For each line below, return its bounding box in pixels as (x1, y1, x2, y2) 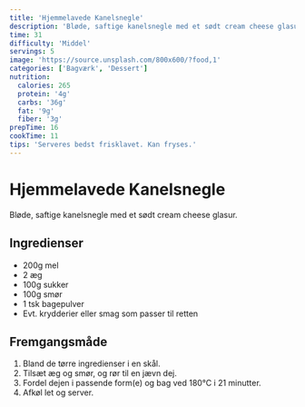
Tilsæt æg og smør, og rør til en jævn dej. (22, 368, 177, 379)
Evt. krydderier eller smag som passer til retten (22, 308, 199, 319)
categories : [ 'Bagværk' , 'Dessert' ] (9, 65, 148, 74)
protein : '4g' (17, 89, 71, 98)
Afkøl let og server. (22, 387, 93, 398)
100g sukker (22, 279, 69, 290)
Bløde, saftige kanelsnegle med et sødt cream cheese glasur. (9, 209, 238, 220)
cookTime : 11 (9, 132, 59, 141)
